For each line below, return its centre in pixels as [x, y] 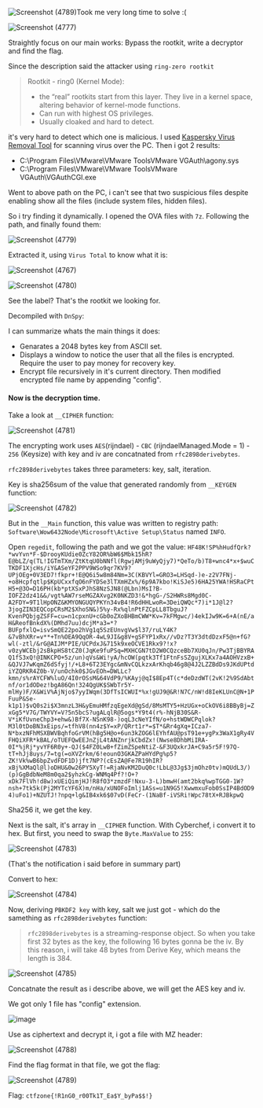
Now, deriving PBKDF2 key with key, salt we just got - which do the [114, 910]
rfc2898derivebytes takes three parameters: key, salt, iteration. [110, 469]
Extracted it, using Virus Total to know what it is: [88, 255]
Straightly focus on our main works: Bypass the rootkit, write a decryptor [126, 42]
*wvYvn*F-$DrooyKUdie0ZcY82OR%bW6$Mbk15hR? [80, 554]
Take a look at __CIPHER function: [61, 415]
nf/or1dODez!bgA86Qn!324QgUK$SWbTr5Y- [71, 685]
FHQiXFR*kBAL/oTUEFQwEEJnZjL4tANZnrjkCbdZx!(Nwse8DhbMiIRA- [109, 740]
